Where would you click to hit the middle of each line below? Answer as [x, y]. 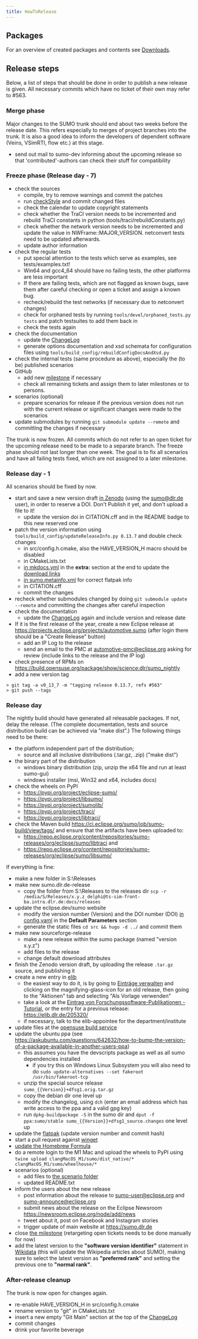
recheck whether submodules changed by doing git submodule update [101, 599]
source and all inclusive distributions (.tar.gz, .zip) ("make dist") [101, 755]
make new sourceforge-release [53, 933]
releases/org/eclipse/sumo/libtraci [65, 843]
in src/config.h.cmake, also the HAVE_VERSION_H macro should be [105, 548]
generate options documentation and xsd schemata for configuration [108, 346]
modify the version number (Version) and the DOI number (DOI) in [104, 914]
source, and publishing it [45, 971]
